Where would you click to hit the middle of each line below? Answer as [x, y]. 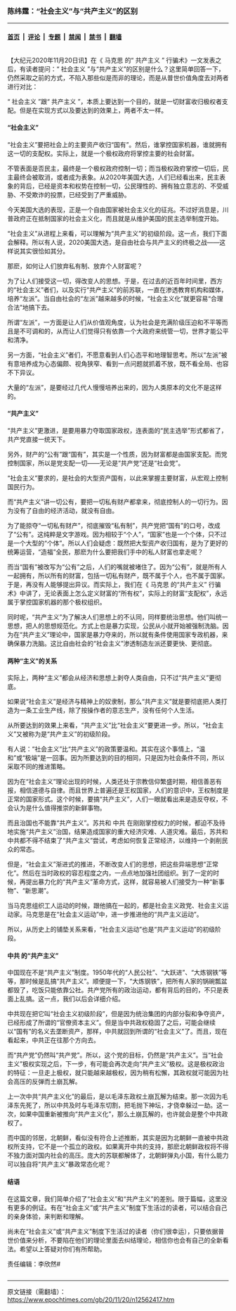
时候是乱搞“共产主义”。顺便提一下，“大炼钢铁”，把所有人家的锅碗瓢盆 [126, 981]
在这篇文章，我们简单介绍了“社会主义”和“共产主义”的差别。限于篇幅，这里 [114, 1198]
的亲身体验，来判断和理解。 [47, 1216]
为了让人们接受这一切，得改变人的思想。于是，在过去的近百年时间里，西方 [115, 281]
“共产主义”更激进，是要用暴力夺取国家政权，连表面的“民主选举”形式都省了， [117, 430]
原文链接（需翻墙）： [37, 1291]
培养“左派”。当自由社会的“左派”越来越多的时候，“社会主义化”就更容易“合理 [115, 298]
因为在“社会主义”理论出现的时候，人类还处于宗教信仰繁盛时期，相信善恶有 [115, 782]
